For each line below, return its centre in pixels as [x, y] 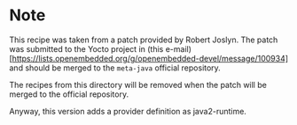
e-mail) [179, 48]
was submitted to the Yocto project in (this [86, 48]
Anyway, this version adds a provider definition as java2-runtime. [128, 111]
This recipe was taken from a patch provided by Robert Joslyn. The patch [144, 40]
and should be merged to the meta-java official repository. [115, 68]
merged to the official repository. [69, 94]
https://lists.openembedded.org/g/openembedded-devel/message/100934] [150, 58]
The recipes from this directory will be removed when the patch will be [138, 85]
